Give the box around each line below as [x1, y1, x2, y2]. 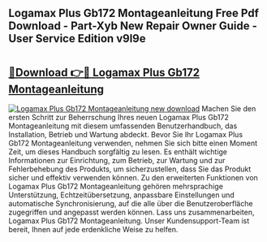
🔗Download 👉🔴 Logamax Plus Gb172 [8, 65, 200, 80]
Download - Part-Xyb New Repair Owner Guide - [8, 19, 258, 33]
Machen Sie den [201, 104, 256, 113]
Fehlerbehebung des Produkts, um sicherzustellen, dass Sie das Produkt [8, 164, 252, 174]
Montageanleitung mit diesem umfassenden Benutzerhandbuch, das [8, 121, 238, 131]
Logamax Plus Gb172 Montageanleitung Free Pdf [8, 6, 260, 20]
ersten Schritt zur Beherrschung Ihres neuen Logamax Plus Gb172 [8, 113, 230, 122]
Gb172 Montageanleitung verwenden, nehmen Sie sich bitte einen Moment [8, 138, 258, 148]
